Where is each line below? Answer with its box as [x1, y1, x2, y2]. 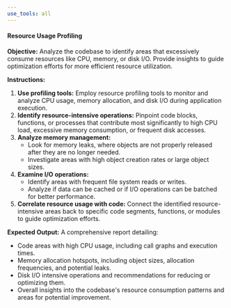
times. [17, 248, 35, 257]
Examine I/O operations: [17, 170, 89, 178]
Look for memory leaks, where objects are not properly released [27, 140, 213, 149]
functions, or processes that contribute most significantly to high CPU [17, 118, 218, 127]
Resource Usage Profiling [7, 32, 83, 40]
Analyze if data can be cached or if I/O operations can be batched [27, 185, 218, 193]
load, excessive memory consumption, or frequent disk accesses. [17, 126, 207, 134]
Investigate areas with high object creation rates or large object [27, 155, 209, 163]
